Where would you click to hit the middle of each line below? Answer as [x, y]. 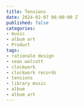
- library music [26, 84]
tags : [13, 51]
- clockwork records [32, 73]
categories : [21, 28]
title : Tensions [26, 12]
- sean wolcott [25, 61]
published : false [28, 23]
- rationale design [30, 56]
